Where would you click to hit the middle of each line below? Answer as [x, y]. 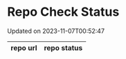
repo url [24, 47]
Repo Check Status [63, 12]
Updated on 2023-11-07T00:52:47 [56, 31]
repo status [63, 47]
